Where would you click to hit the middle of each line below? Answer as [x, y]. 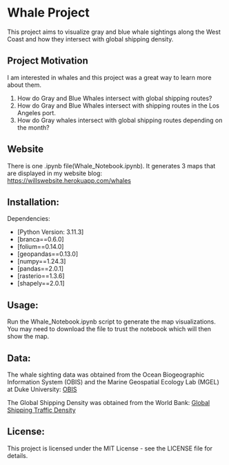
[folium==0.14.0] [40, 247]
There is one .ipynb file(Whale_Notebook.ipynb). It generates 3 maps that [111, 166]
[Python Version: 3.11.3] [50, 232]
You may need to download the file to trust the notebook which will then [109, 329]
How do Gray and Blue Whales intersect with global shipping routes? [114, 98]
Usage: [23, 305]
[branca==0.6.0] [40, 239]
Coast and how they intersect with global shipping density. [90, 39]
